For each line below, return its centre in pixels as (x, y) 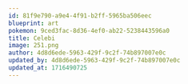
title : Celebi (32, 38)
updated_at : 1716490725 (48, 68)
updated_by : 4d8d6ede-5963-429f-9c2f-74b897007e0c (94, 61)
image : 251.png (34, 46)
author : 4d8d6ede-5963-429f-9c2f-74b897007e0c (87, 53)
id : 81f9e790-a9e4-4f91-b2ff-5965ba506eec (80, 16)
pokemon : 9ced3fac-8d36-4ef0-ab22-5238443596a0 (89, 30)
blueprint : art (34, 23)
